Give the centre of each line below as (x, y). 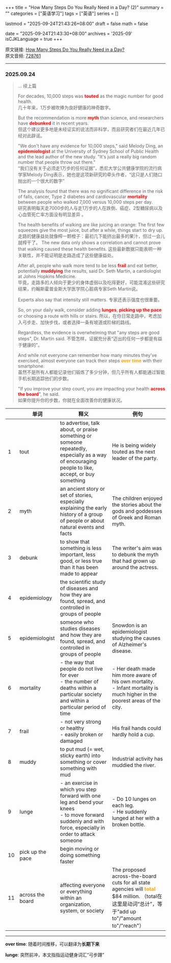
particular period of (83, 707)
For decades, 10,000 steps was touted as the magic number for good (91, 96)
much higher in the (134, 694)
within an (71, 898)
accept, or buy (78, 474)
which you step (78, 789)
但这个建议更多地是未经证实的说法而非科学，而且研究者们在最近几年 (89, 129)
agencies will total (134, 889)
